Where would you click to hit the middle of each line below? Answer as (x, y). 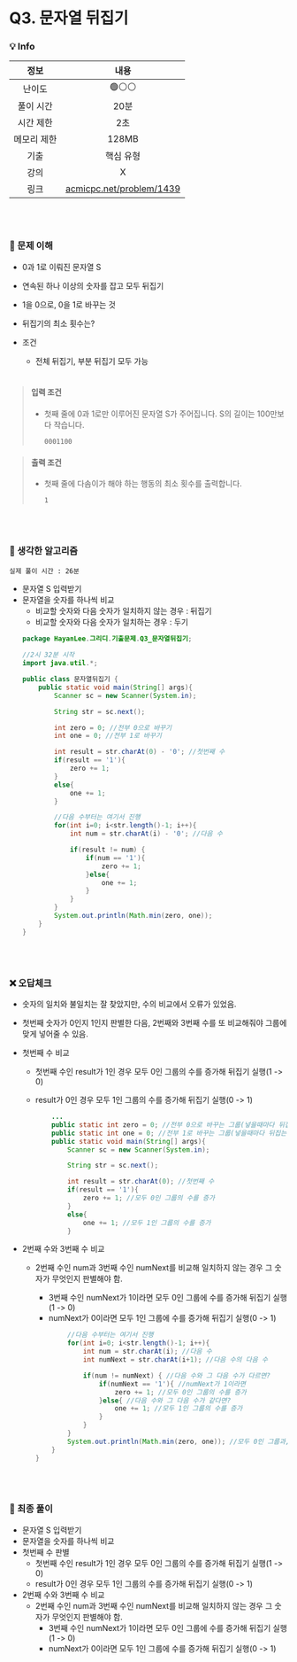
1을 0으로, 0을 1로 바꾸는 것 (69, 304)
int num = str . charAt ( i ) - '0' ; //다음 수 (146, 834)
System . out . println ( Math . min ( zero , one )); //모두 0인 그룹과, (178, 1441)
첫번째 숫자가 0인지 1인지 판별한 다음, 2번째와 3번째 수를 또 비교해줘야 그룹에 (154, 1023)
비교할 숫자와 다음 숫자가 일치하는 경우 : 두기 (111, 622)
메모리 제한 (35, 140)
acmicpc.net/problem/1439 (123, 189)
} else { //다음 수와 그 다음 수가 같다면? (165, 1401)
